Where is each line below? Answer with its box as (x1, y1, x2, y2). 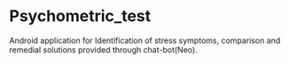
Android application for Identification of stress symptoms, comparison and (9, 35, 281, 46)
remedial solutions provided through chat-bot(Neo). (9, 44, 198, 54)
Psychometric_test (9, 6, 152, 26)
